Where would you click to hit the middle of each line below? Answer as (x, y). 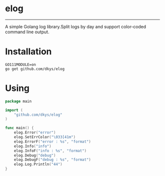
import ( (14, 110)
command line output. (27, 32)
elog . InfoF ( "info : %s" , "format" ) (50, 151)
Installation (28, 52)
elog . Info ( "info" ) (33, 146)
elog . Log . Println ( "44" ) (38, 164)
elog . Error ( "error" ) (35, 132)
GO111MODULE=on (21, 65)
